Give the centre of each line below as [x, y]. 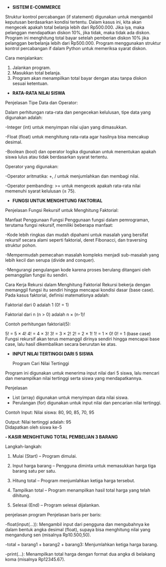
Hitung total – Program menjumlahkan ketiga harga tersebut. [74, 480]
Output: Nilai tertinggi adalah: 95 [38, 422]
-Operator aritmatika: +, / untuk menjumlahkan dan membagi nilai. [72, 176]
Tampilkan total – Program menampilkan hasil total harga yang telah [81, 490]
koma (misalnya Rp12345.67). [35, 559]
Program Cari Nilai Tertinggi [41, 363]
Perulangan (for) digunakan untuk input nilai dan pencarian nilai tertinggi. [87, 403]
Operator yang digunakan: [32, 166]
